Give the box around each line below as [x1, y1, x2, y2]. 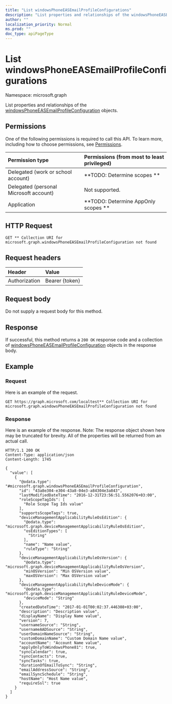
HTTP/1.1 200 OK [5, 448, 40, 453]
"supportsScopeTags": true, [18, 510, 79, 516]
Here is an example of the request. [5, 389, 78, 395]
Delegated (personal [8, 183, 57, 190]
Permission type [8, 157, 49, 164]
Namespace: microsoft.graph [5, 92, 67, 98]
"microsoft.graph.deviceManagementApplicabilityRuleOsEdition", [5, 524, 145, 529]
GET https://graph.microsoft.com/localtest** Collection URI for [5, 399, 147, 404]
